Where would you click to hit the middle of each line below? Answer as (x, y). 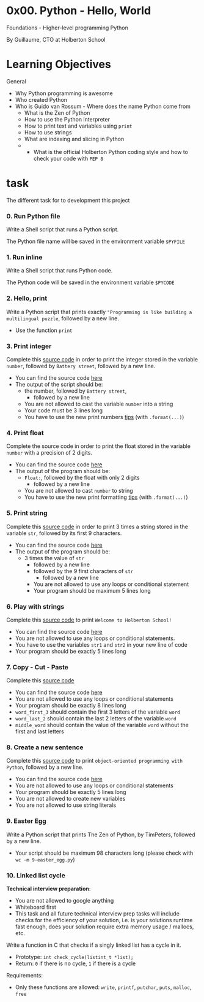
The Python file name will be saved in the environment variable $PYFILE (96, 241)
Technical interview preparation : (49, 889)
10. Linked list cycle (36, 875)
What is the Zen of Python (57, 113)
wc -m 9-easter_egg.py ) (45, 859)
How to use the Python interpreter (67, 119)
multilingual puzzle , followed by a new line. (63, 318)
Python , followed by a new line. (45, 767)
